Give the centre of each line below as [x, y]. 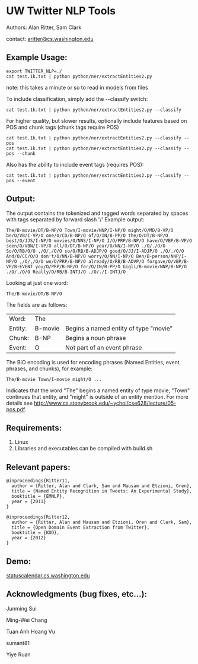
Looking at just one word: [37, 282]
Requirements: [34, 428]
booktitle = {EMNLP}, [38, 497]
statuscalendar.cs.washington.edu [48, 576]
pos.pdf [15, 409]
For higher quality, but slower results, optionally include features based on [97, 120]
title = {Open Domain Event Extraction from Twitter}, [81, 528]
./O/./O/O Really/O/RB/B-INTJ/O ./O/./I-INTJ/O [66, 272]
